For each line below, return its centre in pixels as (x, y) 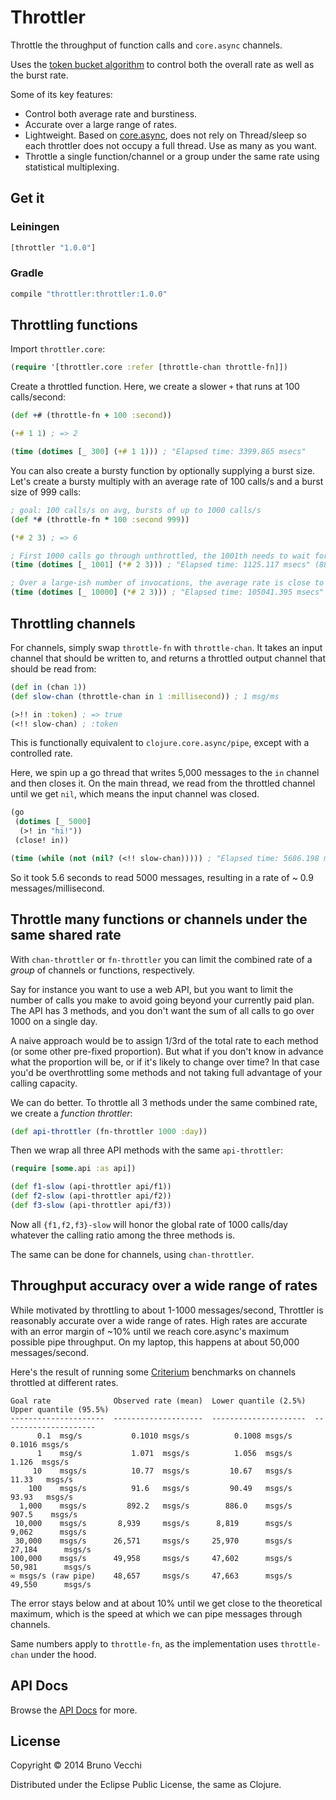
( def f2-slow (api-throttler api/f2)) (91, 1196)
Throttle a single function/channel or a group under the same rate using (172, 156)
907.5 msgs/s (44, 1514)
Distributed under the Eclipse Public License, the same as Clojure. (146, 1785)
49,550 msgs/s (51, 1584)
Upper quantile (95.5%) (60, 1409)
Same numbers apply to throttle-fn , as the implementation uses (144, 1643)
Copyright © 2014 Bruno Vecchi (76, 1765)
